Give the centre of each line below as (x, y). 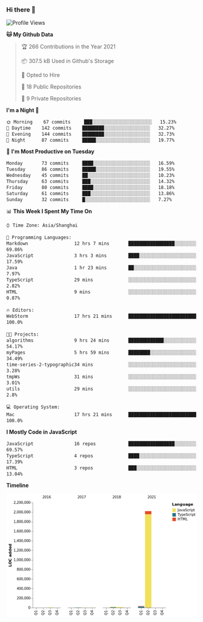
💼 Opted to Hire (41, 75)
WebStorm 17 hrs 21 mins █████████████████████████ (101, 316)
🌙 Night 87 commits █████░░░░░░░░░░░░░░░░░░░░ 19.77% (90, 141)
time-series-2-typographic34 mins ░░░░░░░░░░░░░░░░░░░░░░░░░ (101, 365)
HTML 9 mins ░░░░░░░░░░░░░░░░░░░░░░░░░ (101, 292)
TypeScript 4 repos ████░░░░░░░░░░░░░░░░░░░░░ (101, 456)
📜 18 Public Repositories (51, 87)
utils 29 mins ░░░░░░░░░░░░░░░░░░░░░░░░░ (101, 389)
